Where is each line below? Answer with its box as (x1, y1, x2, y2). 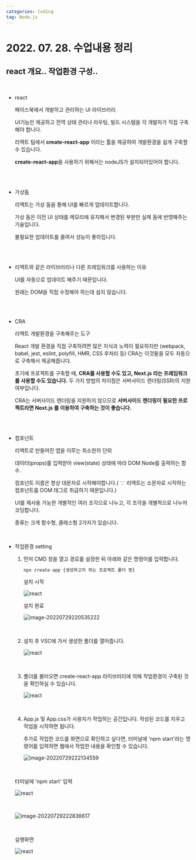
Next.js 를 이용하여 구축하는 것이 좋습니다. (35, 404, 132, 411)
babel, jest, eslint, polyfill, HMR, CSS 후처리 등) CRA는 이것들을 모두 (14, 349, 175, 356)
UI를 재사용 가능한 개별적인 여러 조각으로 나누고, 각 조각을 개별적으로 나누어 (14, 499, 188, 506)
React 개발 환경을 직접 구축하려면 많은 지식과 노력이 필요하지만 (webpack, (14, 342, 186, 349)
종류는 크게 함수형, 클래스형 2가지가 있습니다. (14, 519, 119, 526)
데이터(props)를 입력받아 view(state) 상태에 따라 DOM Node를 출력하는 (14, 459, 180, 466)
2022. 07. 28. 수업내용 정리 (6, 41, 133, 55)
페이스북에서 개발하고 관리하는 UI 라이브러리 (14, 106, 116, 113)
